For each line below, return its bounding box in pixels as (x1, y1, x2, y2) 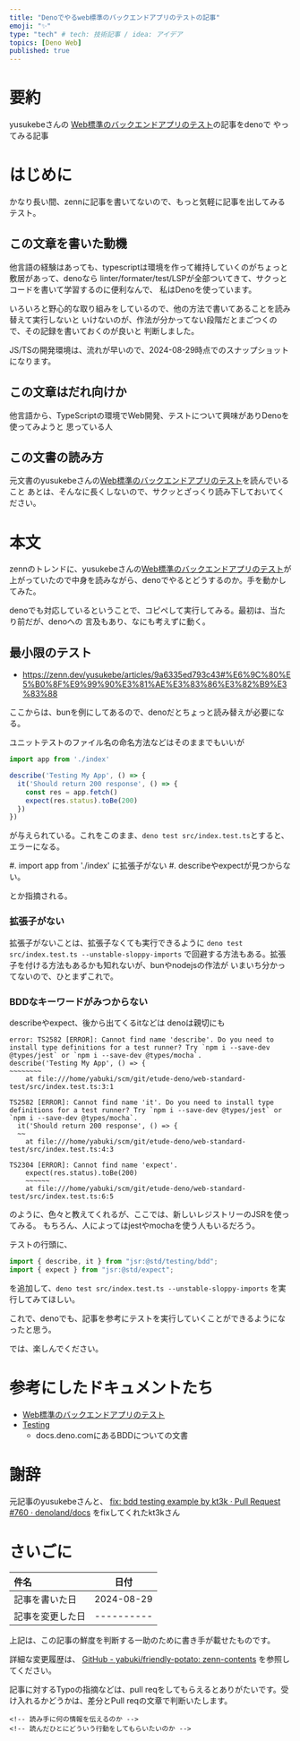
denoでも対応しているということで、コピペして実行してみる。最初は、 (9, 605, 270, 616)
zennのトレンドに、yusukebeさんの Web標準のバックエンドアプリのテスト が (9, 563, 292, 574)
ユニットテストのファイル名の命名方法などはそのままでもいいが (9, 737, 244, 748)
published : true (9, 47, 70, 56)
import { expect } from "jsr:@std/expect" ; (9, 1265, 175, 1274)
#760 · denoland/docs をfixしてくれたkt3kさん (9, 1506, 181, 1518)
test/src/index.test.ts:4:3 (9, 1145, 115, 1154)
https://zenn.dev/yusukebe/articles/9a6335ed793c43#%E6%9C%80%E (21, 669, 291, 681)
